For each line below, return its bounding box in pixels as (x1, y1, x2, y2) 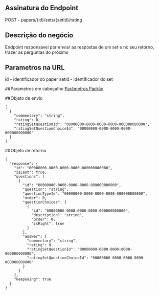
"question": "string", (23, 187, 69, 192)
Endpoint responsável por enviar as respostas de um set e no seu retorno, (5, 44, 154, 50)
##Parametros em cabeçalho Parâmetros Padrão (5, 86, 104, 92)
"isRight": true (31, 221, 65, 227)
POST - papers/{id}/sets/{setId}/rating (5, 17, 82, 23)
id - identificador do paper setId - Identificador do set (5, 76, 114, 82)
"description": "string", (31, 213, 84, 218)
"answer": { (23, 234, 47, 239)
